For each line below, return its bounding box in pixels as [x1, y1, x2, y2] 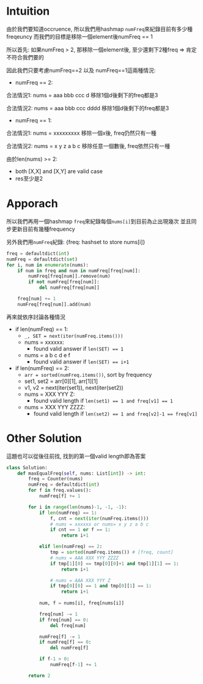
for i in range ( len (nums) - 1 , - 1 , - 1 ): [28, 504, 127, 510]
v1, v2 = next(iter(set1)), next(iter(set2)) [24, 384, 124, 391]
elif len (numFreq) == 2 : [39, 543, 103, 550]
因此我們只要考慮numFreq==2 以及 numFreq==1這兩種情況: [6, 66, 156, 74]
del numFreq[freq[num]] [39, 284, 100, 291]
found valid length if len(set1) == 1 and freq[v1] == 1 [33, 396, 173, 404]
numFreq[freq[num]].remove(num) [28, 273, 111, 280]
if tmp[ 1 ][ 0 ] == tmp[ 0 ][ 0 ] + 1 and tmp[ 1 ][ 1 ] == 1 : [50, 560, 179, 567]
